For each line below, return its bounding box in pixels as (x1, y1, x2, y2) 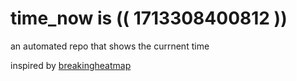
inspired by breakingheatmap (10, 59, 132, 71)
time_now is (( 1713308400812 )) (10, 7, 288, 30)
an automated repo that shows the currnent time (10, 40, 210, 52)
